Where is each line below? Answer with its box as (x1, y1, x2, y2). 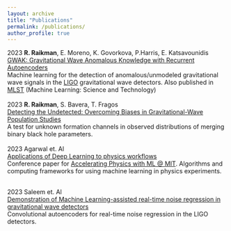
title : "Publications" (7, 17, 73, 24)
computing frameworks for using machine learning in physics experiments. (7, 167, 222, 175)
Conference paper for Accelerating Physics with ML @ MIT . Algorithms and (7, 159, 223, 168)
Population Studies (7, 115, 61, 124)
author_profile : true (7, 29, 70, 37)
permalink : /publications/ (7, 23, 86, 30)
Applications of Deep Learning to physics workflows (7, 152, 157, 161)
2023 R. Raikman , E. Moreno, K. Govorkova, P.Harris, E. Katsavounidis (7, 49, 209, 57)
